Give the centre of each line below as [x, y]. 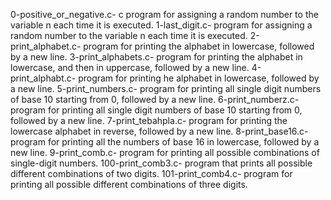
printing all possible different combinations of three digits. [129, 184]
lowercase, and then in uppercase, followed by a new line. [130, 67]
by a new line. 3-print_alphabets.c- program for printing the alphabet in [156, 57]
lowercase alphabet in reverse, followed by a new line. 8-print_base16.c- [159, 131]
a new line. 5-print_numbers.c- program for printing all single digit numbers [166, 88]
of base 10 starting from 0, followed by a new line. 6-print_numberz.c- [155, 99]
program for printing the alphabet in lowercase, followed [199, 46]
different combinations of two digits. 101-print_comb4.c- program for [151, 173]
